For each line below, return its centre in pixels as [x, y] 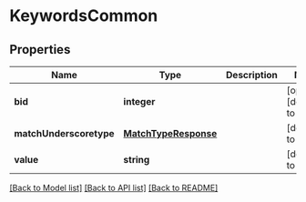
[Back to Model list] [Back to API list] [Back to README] [114, 188]
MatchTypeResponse [170, 133]
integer [139, 101]
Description [252, 75]
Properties [40, 50]
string [137, 160]
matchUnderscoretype [65, 133]
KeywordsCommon [84, 16]
